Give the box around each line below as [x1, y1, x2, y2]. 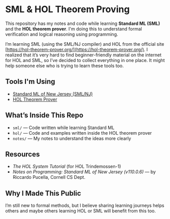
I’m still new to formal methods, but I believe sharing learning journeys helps [5, 202, 164, 209]
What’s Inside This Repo [5, 111, 84, 120]
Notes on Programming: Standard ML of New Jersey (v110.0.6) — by [12, 169, 156, 175]
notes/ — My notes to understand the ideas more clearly [12, 135, 131, 141]
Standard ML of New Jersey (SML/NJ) [12, 90, 93, 97]
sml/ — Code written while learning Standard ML [12, 124, 115, 131]
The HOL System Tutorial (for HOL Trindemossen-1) [12, 164, 121, 170]
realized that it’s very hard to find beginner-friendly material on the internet [5, 52, 162, 58]
